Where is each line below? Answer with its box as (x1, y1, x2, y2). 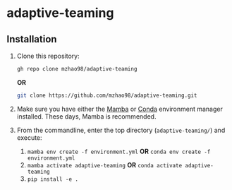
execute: (16, 133, 43, 142)
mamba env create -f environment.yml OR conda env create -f (27, 147, 211, 155)
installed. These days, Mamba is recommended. (16, 112, 157, 121)
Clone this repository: (16, 52, 80, 60)
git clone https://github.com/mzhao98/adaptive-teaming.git (16, 92, 197, 99)
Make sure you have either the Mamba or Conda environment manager (16, 105, 223, 113)
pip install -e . (27, 175, 79, 183)
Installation (6, 33, 57, 45)
